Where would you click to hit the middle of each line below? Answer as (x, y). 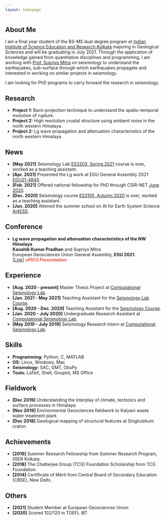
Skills (14, 345)
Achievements (28, 442)
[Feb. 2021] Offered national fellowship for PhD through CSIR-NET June (86, 185)
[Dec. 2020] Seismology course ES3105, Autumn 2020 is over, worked (84, 195)
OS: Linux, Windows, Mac (39, 362)
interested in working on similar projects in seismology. (61, 73)
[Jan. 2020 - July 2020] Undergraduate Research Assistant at (76, 313)
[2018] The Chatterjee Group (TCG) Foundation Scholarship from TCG (84, 464)
